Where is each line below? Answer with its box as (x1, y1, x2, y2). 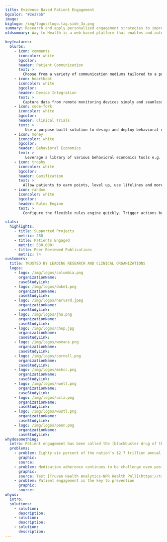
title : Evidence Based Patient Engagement (5, 7, 94, 12)
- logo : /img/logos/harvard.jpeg (14, 298, 83, 303)
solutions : (9, 501, 32, 506)
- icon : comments (14, 48, 50, 54)
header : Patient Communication (18, 63, 83, 68)
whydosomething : (5, 437, 39, 442)
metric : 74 (18, 252, 41, 257)
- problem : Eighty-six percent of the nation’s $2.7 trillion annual (14, 451, 162, 455)
